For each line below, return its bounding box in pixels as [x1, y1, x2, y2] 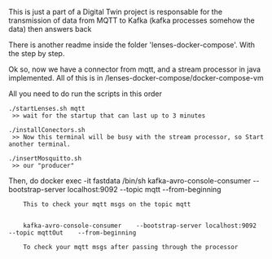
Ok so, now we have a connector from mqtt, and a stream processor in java [8, 64, 261, 74]
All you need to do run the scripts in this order [8, 89, 163, 99]
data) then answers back [8, 24, 92, 33]
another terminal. [8, 140, 71, 148]
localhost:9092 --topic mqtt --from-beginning [67, 185, 222, 194]
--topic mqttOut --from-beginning [8, 229, 137, 237]
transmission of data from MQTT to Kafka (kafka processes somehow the [8, 15, 255, 25]
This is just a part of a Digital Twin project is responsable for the [8, 7, 222, 16]
